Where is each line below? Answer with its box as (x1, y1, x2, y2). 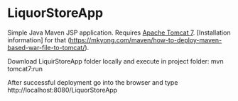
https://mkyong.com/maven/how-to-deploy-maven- (70, 35, 222, 44)
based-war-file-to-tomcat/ (7, 43, 85, 52)
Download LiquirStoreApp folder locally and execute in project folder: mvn (7, 57, 224, 65)
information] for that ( (7, 35, 70, 44)
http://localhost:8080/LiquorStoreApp (7, 85, 118, 94)
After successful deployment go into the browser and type (7, 78, 178, 86)
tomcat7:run (7, 64, 43, 73)
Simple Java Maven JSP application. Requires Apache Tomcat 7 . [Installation (7, 28, 231, 37)
